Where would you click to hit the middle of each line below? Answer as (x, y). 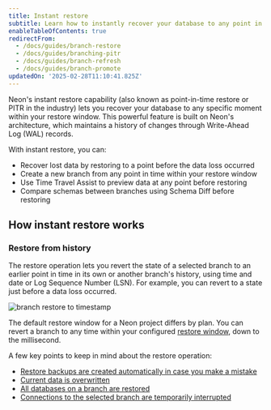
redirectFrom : (32, 38)
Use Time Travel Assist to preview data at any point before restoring (133, 182)
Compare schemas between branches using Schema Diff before (127, 190)
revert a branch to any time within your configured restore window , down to (134, 331)
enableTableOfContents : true (57, 31)
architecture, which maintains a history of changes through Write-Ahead (129, 125)
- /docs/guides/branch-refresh (68, 62)
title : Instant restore (49, 16)
